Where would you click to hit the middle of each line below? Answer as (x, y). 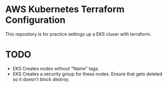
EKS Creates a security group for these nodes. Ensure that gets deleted (87, 74)
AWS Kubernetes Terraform (65, 9)
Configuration (36, 20)
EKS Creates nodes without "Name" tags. (56, 68)
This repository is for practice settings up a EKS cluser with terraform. (78, 34)
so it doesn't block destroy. (41, 79)
